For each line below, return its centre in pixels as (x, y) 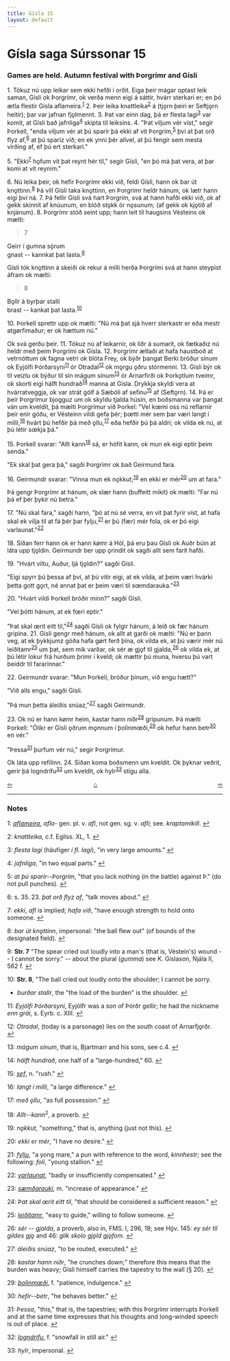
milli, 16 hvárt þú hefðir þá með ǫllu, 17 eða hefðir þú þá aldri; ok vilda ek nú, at (115, 422)
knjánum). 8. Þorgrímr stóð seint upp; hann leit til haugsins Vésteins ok (106, 212)
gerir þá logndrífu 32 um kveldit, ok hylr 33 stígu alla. (79, 771)
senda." (18, 451)
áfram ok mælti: (29, 275)
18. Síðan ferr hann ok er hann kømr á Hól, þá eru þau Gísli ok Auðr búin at (112, 543)
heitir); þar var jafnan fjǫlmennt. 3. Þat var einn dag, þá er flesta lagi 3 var (109, 114)
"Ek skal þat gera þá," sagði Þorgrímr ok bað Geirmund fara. (91, 464)
